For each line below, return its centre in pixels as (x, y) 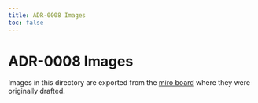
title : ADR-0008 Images (47, 15)
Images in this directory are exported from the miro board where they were (129, 83)
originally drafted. (37, 91)
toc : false (26, 23)
